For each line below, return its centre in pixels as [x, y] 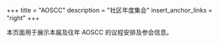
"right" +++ [23, 18]
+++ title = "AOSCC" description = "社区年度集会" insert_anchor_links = [109, 10]
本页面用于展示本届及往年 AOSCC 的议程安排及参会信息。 [90, 32]
